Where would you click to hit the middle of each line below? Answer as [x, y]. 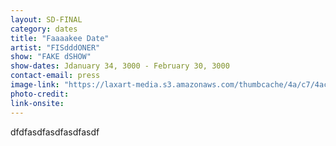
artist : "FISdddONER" [55, 47]
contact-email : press [55, 76]
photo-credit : [40, 94]
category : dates [44, 29]
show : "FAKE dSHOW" [51, 57]
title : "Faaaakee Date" [60, 38]
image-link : [35, 85]
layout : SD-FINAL [46, 19]
